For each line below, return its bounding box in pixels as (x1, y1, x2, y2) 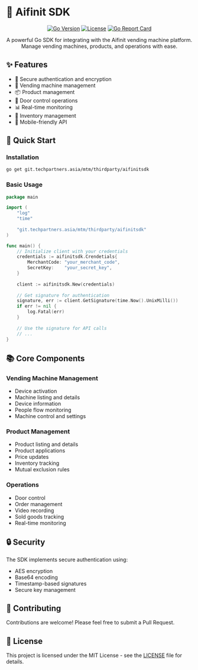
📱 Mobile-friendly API (14, 118, 67, 125)
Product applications (14, 447, 66, 454)
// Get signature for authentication (17, 292, 110, 298)
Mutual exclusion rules (14, 466, 70, 473)
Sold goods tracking (14, 513, 64, 520)
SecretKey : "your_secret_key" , (27, 265, 112, 271)
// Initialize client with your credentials (17, 248, 128, 254)
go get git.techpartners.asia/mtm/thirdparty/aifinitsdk (6, 167, 150, 173)
